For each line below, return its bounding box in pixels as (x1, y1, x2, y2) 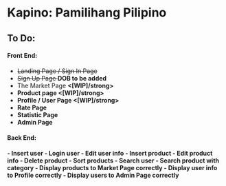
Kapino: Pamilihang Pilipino (7, 5, 167, 21)
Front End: (7, 52, 38, 60)
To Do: (7, 32, 36, 44)
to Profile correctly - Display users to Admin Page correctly (7, 171, 179, 179)
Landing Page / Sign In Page (16, 67, 98, 75)
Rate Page (16, 103, 47, 112)
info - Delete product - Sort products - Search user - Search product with (7, 156, 220, 165)
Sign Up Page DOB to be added (16, 74, 107, 82)
